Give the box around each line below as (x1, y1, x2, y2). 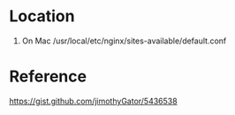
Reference (9, 66, 87, 87)
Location (9, 6, 75, 27)
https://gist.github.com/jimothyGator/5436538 (9, 96, 178, 106)
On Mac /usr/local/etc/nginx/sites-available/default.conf (21, 35, 227, 46)
